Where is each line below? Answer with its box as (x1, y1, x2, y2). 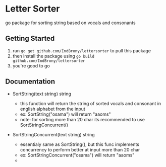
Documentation (5, 77, 56, 86)
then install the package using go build (12, 53, 95, 59)
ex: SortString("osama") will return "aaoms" (20, 111, 111, 117)
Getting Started (5, 34, 55, 43)
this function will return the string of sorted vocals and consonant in (20, 100, 161, 106)
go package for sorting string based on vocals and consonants (5, 20, 136, 26)
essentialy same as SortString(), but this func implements (20, 141, 140, 147)
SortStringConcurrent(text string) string (12, 131, 95, 137)
